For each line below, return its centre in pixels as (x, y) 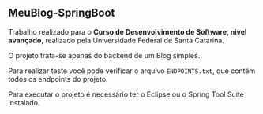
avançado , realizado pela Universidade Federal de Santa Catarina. (116, 40)
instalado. (24, 102)
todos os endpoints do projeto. (58, 79)
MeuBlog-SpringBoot (62, 13)
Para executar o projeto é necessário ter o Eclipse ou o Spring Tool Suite (126, 94)
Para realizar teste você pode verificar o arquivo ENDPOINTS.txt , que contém (132, 71)
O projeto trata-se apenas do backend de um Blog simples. (104, 55)
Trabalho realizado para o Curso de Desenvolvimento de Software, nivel (128, 31)
